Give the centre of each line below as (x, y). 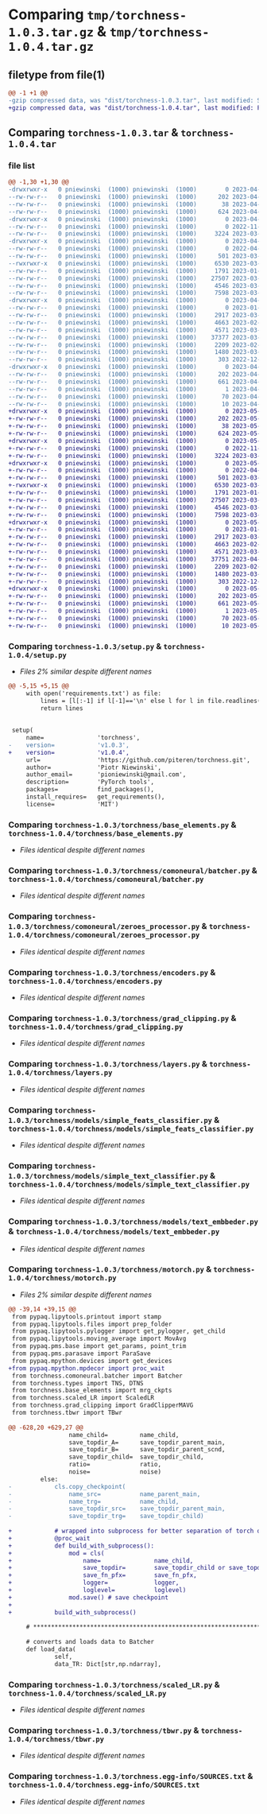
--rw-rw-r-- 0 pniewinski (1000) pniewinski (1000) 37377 (118, 337)
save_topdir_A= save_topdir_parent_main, (147, 1442)
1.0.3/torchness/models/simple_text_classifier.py (108, 1176)
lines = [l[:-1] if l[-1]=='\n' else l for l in (122, 701)
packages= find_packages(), (90, 790)
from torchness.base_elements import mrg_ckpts (92, 1391)
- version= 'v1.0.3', (69, 745)
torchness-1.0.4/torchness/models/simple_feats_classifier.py (131, 1128)
